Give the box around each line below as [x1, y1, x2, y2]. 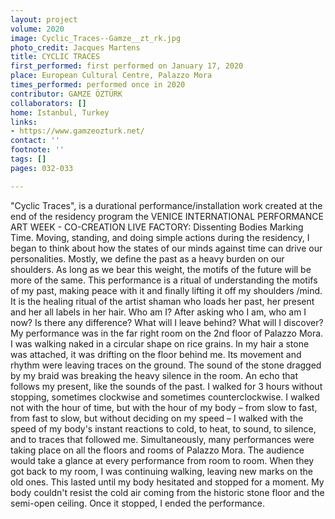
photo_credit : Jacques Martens [10, 42, 141, 53]
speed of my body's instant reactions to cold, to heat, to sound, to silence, [10, 422, 317, 435]
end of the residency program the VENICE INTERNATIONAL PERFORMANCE [10, 210, 324, 222]
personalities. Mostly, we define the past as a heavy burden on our [10, 252, 285, 265]
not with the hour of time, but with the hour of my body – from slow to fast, [10, 401, 318, 413]
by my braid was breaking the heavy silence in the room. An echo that [10, 369, 298, 381]
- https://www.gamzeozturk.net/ [10, 126, 145, 136]
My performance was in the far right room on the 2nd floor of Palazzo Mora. [10, 327, 324, 339]
